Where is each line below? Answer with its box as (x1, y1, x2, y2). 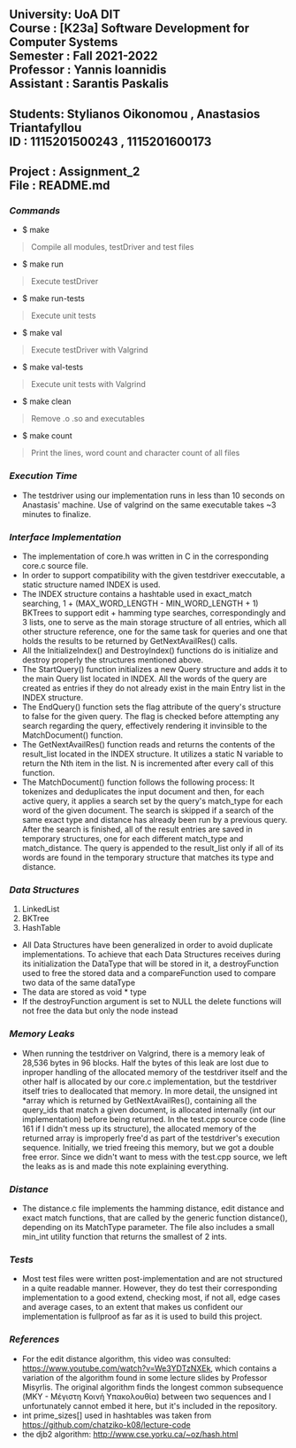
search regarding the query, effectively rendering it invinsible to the (21, 721, 268, 732)
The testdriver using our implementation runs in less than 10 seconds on (21, 490, 285, 500)
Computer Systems (9, 35, 118, 50)
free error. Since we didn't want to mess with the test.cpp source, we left (21, 1151, 287, 1162)
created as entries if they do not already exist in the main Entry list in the (21, 683, 285, 693)
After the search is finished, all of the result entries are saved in (21, 824, 254, 835)
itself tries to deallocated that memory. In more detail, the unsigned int (21, 1085, 278, 1096)
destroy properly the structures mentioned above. (21, 654, 204, 665)
